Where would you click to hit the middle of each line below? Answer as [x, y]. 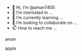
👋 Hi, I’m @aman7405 [34, 7]
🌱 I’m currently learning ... [38, 17]
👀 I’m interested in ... [32, 12]
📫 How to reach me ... [34, 28]
